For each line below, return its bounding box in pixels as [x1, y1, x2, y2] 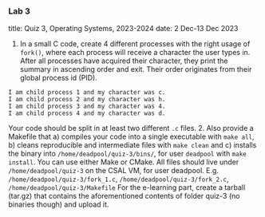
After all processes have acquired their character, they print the [19, 56, 229, 65]
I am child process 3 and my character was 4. [8, 102, 166, 111]
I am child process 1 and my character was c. [8, 89, 166, 97]
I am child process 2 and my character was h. [8, 96, 166, 104]
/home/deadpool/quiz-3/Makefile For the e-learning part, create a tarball [8, 183, 246, 192]
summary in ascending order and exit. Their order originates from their [19, 65, 252, 74]
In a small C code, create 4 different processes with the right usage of [19, 39, 251, 49]
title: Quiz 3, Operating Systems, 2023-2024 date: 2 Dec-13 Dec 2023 [8, 24, 239, 34]
